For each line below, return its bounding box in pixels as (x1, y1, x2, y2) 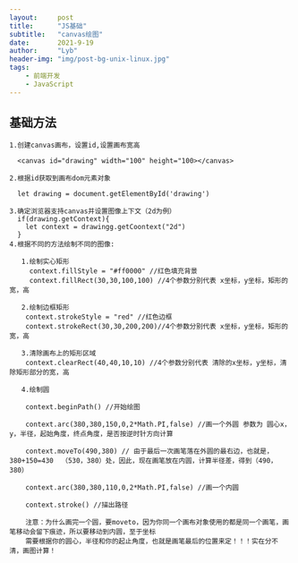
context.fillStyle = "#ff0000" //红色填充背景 (29, 267, 199, 276)
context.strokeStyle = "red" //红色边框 (25, 312, 173, 322)
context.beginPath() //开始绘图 (25, 403, 140, 412)
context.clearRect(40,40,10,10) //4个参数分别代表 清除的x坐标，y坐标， (25, 359, 280, 368)
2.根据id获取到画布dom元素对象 (9, 174, 111, 183)
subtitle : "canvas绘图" (9, 30, 103, 38)
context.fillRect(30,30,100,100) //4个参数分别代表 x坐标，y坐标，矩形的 (29, 277, 289, 286)
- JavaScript (25, 80, 74, 89)
